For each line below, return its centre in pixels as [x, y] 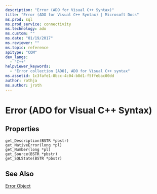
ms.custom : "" [20, 33]
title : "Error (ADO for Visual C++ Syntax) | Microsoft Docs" [72, 15]
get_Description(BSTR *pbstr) [37, 141]
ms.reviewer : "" [22, 43]
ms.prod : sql [19, 19]
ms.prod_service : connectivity [38, 24]
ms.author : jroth [24, 85]
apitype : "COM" [21, 52]
